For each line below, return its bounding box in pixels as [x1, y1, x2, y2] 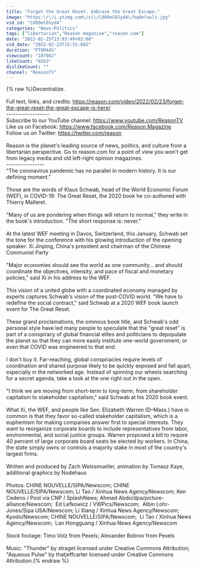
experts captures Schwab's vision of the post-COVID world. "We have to [6, 293, 183, 300]
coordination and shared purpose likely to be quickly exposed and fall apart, [6, 362, 192, 369]
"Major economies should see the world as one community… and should [6, 262, 182, 269]
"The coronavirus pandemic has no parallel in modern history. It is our [6, 167, 176, 175]
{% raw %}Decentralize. [6, 85, 65, 92]
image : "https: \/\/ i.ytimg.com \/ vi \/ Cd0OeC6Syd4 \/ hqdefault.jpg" [6, 14, 170, 20]
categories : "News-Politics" [6, 25, 78, 31]
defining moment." [6, 173, 51, 181]
